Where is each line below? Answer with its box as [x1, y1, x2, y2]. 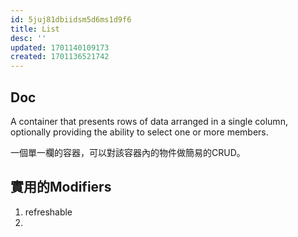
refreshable [24, 206, 73, 218]
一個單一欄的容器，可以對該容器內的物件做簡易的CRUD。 [10, 146, 246, 158]
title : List [10, 24, 60, 34]
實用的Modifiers [10, 179, 112, 196]
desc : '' [10, 33, 47, 43]
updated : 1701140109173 [10, 42, 110, 53]
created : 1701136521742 [10, 52, 110, 62]
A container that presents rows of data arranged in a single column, [10, 115, 288, 127]
